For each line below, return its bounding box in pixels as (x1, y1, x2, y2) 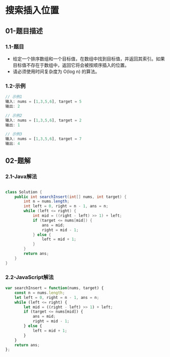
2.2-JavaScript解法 (5, 273, 54, 280)
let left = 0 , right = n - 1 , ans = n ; (14, 295, 100, 300)
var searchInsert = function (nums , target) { (5, 286, 104, 291)
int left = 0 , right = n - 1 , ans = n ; (23, 203, 109, 209)
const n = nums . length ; (14, 290, 65, 295)
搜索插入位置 (5, 5, 60, 16)
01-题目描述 (5, 27, 43, 35)
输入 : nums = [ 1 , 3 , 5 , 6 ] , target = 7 (5, 136, 82, 142)
